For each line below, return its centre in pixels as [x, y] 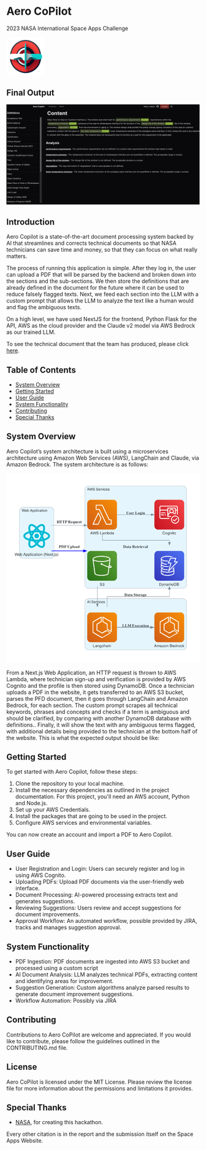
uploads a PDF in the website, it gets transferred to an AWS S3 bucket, [96, 692]
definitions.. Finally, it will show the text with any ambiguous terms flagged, [101, 725]
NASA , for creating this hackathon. [59, 1122]
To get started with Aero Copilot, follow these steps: [72, 772]
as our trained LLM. [31, 332]
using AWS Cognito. [40, 875]
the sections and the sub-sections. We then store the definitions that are [98, 281]
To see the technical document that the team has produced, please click [97, 344]
